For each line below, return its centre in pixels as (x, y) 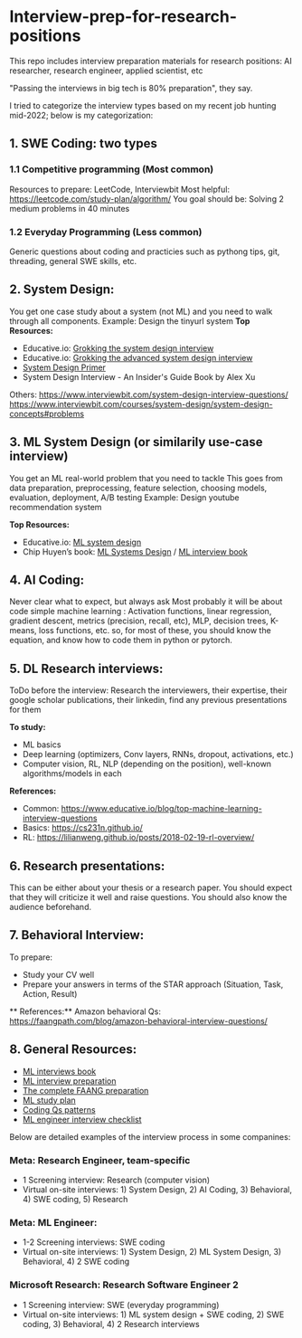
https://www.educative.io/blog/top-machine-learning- (161, 809)
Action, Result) (50, 993)
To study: (28, 727)
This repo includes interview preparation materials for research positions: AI (151, 61)
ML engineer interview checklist (82, 1119)
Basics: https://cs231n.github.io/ (82, 828)
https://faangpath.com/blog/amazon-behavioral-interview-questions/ (139, 1020)
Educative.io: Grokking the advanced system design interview (137, 357)
